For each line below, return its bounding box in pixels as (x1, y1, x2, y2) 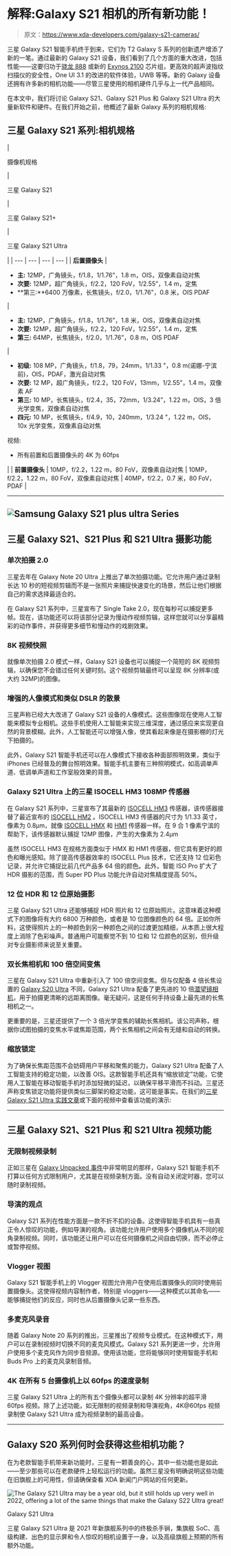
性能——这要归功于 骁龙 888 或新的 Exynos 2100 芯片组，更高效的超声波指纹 (7, 62, 224, 70)
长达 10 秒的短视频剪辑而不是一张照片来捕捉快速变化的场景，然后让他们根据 (7, 581, 222, 589)
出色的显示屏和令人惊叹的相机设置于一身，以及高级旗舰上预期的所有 (30, 1533, 224, 1541)
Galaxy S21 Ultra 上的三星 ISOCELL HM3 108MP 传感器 (7, 787, 190, 797)
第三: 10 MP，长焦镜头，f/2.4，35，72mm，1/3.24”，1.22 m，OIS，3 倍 (16, 395, 221, 403)
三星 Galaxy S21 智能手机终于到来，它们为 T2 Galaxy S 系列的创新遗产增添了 (7, 45, 224, 53)
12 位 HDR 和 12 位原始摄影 (7, 889, 95, 898)
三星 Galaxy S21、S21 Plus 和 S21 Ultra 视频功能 (7, 1124, 212, 1136)
